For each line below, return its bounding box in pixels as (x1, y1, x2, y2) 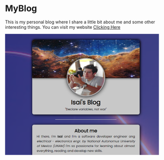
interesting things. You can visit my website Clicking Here (5, 24, 121, 30)
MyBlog (5, 3, 38, 14)
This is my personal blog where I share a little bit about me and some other (5, 19, 155, 25)
